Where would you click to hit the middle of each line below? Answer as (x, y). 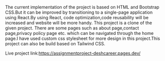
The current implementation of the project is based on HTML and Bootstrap (82, 7)
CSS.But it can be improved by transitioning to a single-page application (79, 12)
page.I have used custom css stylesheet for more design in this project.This (83, 38)
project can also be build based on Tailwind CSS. (55, 44)
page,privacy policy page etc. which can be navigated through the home (80, 33)
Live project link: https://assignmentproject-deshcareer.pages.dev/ (73, 53)
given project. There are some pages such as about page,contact (72, 28)
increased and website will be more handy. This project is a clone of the (79, 23)
